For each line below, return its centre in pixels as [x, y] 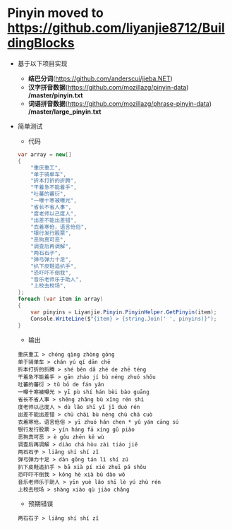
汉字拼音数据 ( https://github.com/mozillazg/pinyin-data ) [108, 87]
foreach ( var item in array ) [60, 299]
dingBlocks [41, 43]
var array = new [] [44, 154]
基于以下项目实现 [42, 63]
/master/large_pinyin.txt [65, 112]
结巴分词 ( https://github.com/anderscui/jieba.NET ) [100, 78]
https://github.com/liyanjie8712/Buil [116, 28]
